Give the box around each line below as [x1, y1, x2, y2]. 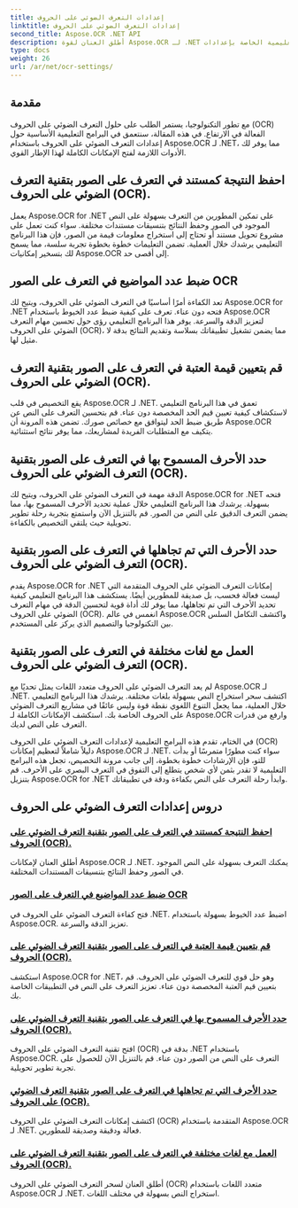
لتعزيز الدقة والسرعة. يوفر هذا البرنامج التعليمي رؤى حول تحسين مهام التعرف [10, 316, 264, 326]
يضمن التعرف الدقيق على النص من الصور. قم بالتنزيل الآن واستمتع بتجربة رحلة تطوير [10, 507, 288, 518]
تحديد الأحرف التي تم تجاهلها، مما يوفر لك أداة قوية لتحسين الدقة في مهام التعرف [10, 599, 277, 610]
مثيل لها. [10, 334, 38, 346]
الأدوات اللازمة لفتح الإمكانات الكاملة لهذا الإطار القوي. [10, 147, 187, 158]
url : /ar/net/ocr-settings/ [10, 63, 114, 72]
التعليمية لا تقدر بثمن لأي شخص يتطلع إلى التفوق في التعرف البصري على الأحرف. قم [10, 764, 287, 775]
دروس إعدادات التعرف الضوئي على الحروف [10, 799, 223, 814]
